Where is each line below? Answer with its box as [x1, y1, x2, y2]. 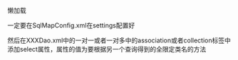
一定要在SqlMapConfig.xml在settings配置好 [7, 21, 135, 30]
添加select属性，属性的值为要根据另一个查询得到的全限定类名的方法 [7, 45, 207, 53]
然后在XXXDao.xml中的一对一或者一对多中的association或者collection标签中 [7, 36, 232, 44]
